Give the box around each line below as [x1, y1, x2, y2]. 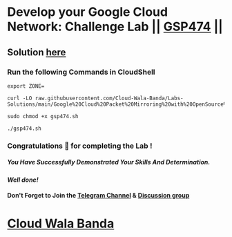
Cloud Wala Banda [7, 216, 115, 231]
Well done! [7, 176, 39, 184]
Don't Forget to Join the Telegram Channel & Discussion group [7, 191, 190, 200]
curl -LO [7, 95, 32, 102]
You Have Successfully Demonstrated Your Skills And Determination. [7, 158, 211, 167]
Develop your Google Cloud [7, 4, 168, 20]
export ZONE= [7, 82, 45, 90]
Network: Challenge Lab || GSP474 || [7, 19, 223, 35]
